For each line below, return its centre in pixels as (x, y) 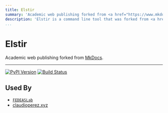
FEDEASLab (23, 100)
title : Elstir (20, 10)
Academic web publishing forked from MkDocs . (54, 57)
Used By (18, 88)
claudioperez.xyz (30, 105)
